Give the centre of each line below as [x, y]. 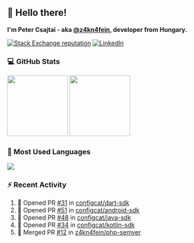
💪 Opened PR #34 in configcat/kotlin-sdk [76, 225]
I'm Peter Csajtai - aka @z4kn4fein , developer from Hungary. [97, 29]
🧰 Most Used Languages [49, 152]
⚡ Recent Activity [37, 185]
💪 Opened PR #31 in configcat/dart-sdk [73, 203]
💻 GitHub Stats [34, 61]
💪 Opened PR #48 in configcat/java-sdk [74, 217]
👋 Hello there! [37, 13]
